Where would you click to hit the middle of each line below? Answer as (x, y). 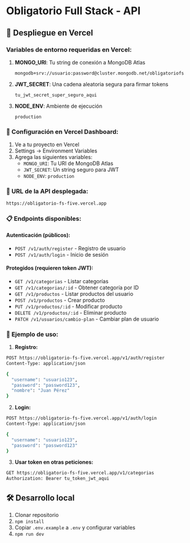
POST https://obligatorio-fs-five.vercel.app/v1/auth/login (82, 418)
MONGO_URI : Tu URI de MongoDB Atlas (68, 163)
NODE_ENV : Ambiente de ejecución (58, 106)
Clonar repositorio (37, 515)
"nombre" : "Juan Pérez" (40, 391)
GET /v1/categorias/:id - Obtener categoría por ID (77, 287)
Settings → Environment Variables (56, 151)
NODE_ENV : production (49, 176)
